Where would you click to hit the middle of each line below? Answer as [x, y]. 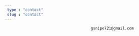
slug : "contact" [25, 14]
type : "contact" [25, 10]
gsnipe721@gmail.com [112, 28]
